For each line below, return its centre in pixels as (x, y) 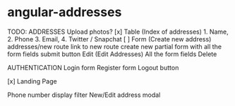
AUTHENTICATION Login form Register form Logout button (93, 67)
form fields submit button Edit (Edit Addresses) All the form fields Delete (112, 54)
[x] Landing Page (32, 81)
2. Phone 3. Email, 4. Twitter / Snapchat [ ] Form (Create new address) (109, 39)
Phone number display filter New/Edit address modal (84, 95)
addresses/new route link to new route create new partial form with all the (115, 46)
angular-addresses (65, 12)
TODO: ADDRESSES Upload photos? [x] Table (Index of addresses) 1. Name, (118, 32)
